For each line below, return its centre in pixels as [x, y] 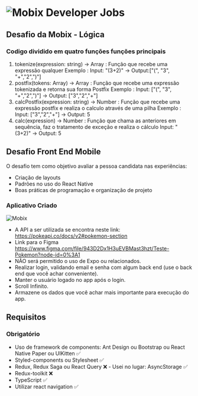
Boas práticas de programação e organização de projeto [83, 190]
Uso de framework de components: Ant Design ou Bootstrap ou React [100, 347]
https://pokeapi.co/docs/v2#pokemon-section [71, 236]
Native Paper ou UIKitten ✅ [48, 353]
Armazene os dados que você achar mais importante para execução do [102, 292]
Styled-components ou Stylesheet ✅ [59, 360]
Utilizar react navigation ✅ [46, 387]
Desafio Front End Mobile [53, 152]
